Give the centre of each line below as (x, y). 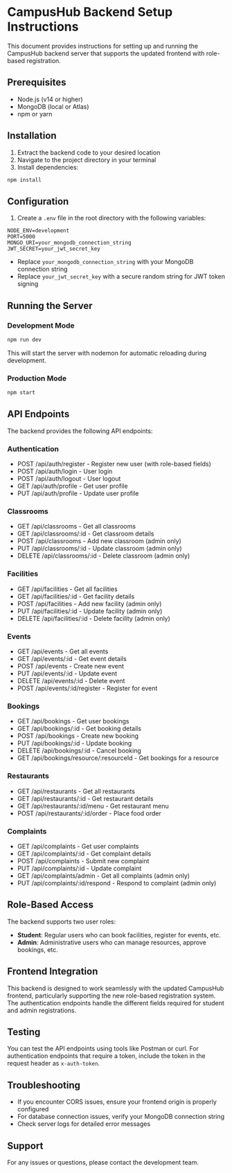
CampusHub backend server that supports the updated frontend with (106, 53)
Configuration (38, 201)
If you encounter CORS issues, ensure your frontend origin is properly (117, 1102)
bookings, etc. (38, 949)
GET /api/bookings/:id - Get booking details (79, 729)
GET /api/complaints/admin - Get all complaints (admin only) (104, 875)
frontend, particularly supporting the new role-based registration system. (111, 996)
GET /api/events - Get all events (63, 651)
